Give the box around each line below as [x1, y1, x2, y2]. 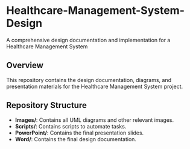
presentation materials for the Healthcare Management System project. [6, 83, 183, 90]
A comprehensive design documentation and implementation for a [6, 36, 171, 43]
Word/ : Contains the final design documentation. [14, 135, 137, 142]
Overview [6, 60, 44, 71]
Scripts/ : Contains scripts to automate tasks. [14, 122, 127, 130]
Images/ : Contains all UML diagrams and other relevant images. [14, 116, 174, 124]
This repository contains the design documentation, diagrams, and [6, 76, 172, 83]
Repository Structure [6, 100, 87, 110]
